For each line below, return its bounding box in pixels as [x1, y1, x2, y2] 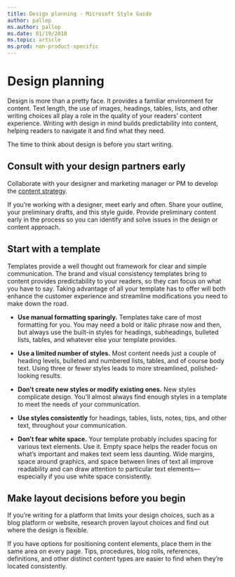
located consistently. [7, 562, 67, 571]
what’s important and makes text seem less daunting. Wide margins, [17, 450, 215, 458]
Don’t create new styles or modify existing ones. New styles [17, 385, 196, 393]
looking [17, 371, 39, 380]
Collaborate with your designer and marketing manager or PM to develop [7, 179, 219, 187]
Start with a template [7, 243, 101, 255]
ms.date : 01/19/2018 [7, 30, 68, 37]
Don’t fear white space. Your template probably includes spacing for [17, 434, 217, 443]
